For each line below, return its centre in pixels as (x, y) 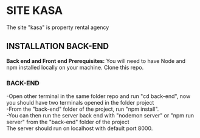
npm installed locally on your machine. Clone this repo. (75, 67)
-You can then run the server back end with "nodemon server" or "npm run (100, 116)
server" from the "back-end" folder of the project (68, 122)
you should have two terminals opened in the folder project (80, 103)
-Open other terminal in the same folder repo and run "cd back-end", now (98, 96)
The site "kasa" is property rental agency (58, 27)
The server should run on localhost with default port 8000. (80, 128)
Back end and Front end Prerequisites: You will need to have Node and (96, 61)
